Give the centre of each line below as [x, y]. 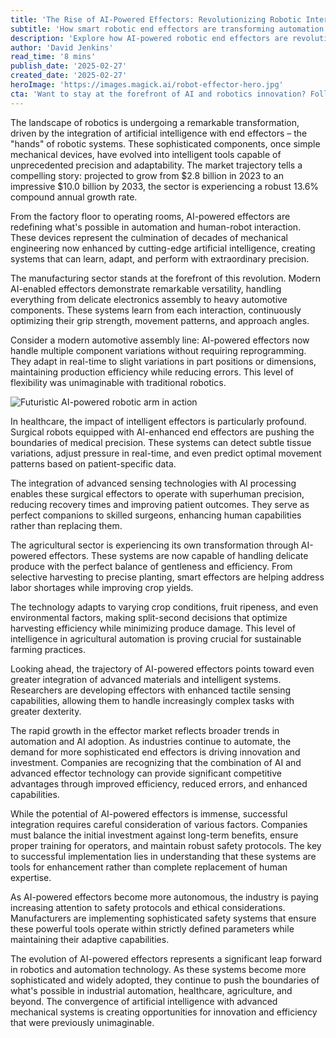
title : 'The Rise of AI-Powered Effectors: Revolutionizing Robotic [156, 19]
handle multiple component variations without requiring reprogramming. [158, 350]
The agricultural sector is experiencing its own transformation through [154, 545]
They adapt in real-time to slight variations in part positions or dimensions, [163, 361]
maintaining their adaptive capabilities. [90, 939]
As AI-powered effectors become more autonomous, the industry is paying [164, 897]
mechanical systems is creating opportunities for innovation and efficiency [164, 1012]
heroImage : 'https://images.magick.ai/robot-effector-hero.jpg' [147, 85]
